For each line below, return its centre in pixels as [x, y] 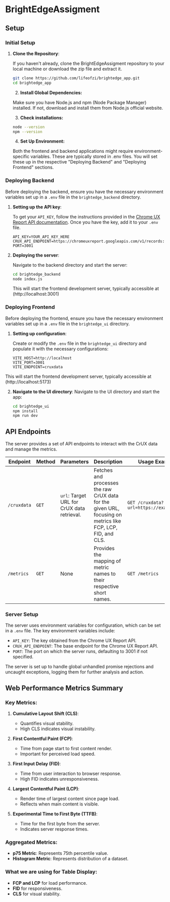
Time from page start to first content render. [66, 749]
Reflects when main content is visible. [59, 804]
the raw [103, 490]
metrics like [107, 521]
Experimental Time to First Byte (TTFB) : [55, 814]
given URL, [107, 508]
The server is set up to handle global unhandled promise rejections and [79, 667]
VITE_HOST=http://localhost [42, 358]
